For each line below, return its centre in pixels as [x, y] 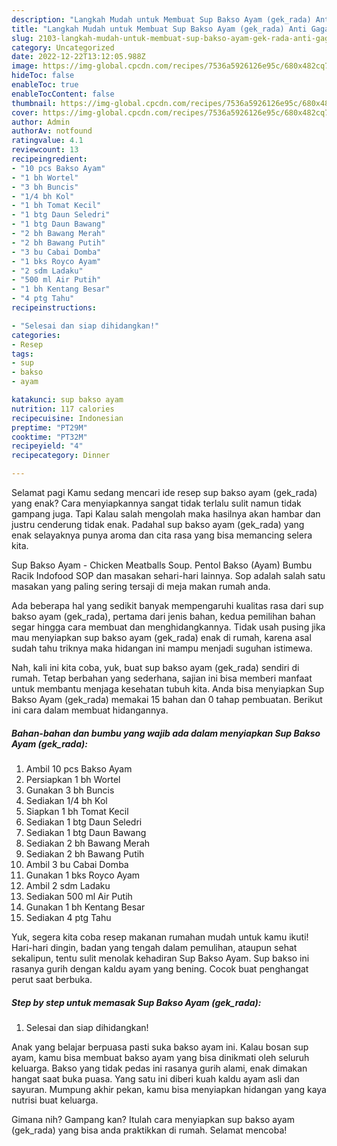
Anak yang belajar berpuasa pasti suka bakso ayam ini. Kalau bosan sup [160, 1047]
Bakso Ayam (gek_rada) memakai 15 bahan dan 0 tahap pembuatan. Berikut [167, 699]
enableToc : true [45, 85]
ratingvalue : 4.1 [47, 141]
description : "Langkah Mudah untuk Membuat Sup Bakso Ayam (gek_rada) [161, 19]
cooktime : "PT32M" [49, 437]
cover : [25, 112]
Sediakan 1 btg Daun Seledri [84, 822]
